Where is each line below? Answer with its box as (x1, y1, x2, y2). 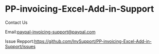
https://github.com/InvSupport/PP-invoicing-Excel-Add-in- (34, 38, 152, 44)
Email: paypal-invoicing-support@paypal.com (5, 29, 96, 35)
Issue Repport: (5, 38, 35, 44)
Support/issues (5, 43, 35, 49)
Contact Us (5, 19, 28, 25)
